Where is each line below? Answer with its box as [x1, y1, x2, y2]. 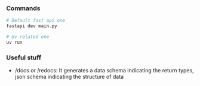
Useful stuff [6, 53, 42, 62]
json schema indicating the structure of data [14, 73, 124, 81]
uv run [6, 39, 23, 45]
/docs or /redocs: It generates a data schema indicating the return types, [14, 67, 194, 74]
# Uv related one [6, 34, 50, 40]
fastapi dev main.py [6, 23, 58, 29]
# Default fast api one [6, 18, 66, 24]
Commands [6, 4, 41, 12]
